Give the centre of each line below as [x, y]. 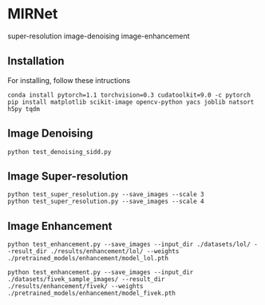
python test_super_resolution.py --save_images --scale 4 [106, 202]
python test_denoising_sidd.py [59, 152]
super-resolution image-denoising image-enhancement [99, 36]
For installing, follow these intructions [69, 80]
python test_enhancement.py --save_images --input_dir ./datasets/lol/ [129, 244]
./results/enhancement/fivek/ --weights [76, 287]
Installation [36, 61]
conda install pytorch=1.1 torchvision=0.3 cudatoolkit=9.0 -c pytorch [129, 95]
